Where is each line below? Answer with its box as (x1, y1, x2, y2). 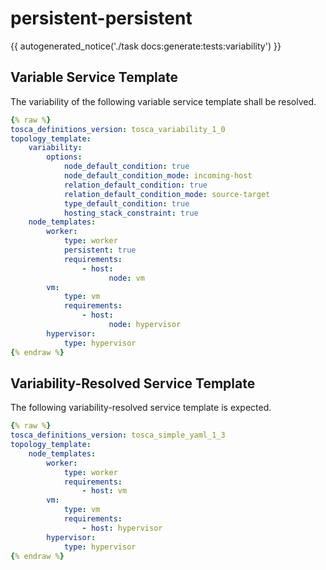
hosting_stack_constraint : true (63, 208, 199, 218)
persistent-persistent (10, 7, 193, 30)
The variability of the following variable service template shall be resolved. (10, 95, 317, 107)
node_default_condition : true (63, 162, 190, 172)
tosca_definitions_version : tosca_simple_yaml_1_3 (10, 430, 226, 441)
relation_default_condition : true (63, 180, 208, 190)
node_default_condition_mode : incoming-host (63, 171, 253, 181)
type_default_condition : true (63, 198, 190, 209)
